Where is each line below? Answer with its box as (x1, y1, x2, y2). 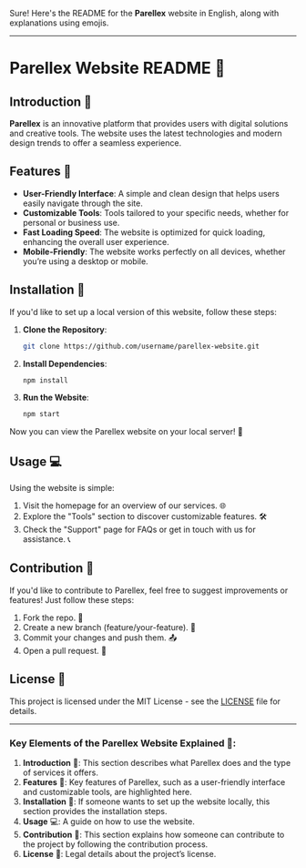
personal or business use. (22, 217, 120, 228)
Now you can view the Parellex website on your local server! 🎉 (9, 426, 243, 437)
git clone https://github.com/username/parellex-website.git (22, 342, 260, 351)
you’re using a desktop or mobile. (22, 255, 148, 267)
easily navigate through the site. (22, 198, 143, 209)
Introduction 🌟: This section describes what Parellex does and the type (22, 757, 291, 768)
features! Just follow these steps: (9, 594, 135, 605)
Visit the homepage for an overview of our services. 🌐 (22, 500, 227, 511)
